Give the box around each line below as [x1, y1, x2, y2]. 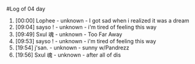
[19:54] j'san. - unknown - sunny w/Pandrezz [15, 44, 130, 51]
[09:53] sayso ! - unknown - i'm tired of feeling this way [15, 38, 156, 44]
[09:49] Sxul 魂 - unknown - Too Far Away [15, 30, 123, 38]
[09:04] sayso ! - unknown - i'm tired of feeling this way [15, 24, 157, 30]
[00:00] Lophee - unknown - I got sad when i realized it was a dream [15, 17, 189, 24]
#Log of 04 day [6, 5, 46, 12]
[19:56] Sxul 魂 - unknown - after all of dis [15, 51, 121, 59]
